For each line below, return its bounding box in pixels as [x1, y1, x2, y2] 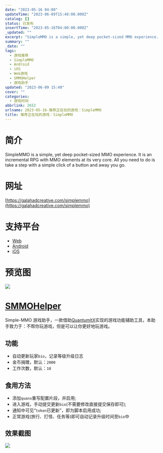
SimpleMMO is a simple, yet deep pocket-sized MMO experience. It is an [5, 151, 152, 157]
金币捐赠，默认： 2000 [12, 359, 56, 365]
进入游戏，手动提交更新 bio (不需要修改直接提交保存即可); [12, 401, 126, 407]
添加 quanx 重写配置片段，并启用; [12, 395, 76, 401]
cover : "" [5, 89, 25, 94]
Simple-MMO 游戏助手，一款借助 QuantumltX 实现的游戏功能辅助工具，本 [5, 317, 152, 323]
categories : [5, 94, 29, 99]
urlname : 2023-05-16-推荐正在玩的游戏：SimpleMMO [5, 108, 102, 113]
